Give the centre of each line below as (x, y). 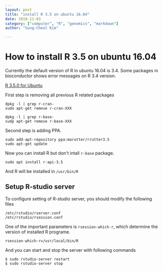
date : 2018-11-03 (23, 19)
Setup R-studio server (40, 187)
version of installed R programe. (38, 232)
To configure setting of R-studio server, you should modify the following (79, 199)
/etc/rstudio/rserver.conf (33, 213)
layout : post (19, 10)
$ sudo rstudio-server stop (34, 263)
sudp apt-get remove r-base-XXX (38, 122)
